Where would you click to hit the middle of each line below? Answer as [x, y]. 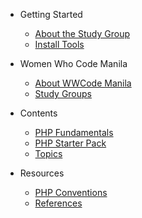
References [58, 203]
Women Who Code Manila [73, 63]
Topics [48, 153]
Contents [38, 113]
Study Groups [63, 93]
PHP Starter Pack [70, 143]
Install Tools [59, 44]
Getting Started [51, 14]
